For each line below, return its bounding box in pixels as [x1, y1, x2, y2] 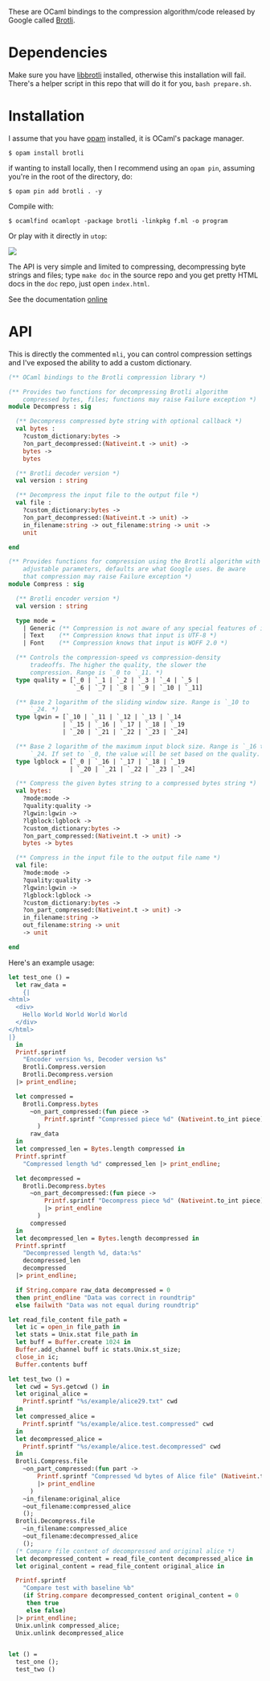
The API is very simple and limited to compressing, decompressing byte [8, 262, 247, 271]
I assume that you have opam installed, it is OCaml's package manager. [8, 133, 245, 143]
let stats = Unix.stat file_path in [15, 1331, 138, 1339]
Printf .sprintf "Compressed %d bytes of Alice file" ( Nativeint [37, 1473, 257, 1481]
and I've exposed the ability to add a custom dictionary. [8, 357, 192, 367]
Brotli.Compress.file [15, 1457, 88, 1465]
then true [26, 1599, 59, 1608]
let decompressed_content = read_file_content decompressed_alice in [15, 1555, 253, 1563]
